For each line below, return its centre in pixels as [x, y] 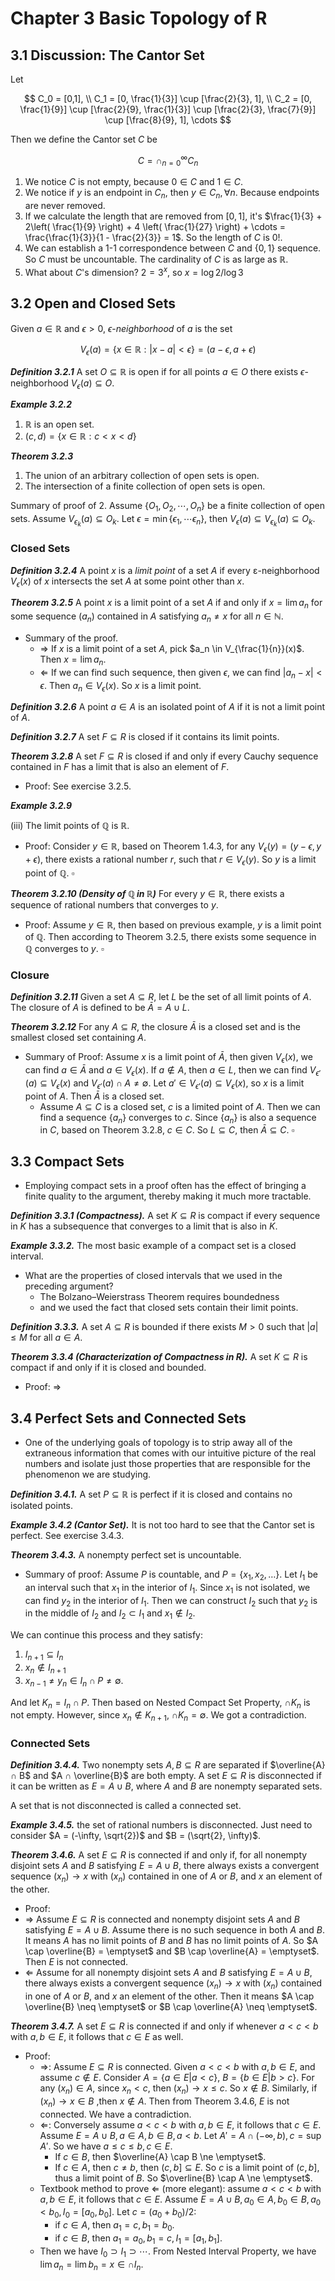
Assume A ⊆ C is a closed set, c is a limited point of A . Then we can [180, 1106]
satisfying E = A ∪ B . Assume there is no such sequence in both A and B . [174, 1930]
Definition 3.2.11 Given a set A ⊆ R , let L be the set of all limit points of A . [161, 997]
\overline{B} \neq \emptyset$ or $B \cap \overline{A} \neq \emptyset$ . [171, 2007]
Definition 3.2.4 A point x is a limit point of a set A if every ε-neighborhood [165, 570]
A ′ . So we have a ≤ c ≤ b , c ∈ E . [106, 2146]
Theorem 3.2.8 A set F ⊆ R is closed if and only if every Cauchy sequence [164, 756]
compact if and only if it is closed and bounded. [108, 1368]
